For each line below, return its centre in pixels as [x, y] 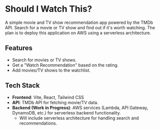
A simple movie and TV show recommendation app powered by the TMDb [79, 22]
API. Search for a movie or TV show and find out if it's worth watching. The [80, 27]
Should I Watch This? [49, 9]
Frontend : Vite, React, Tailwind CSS [48, 97]
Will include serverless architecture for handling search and [79, 118]
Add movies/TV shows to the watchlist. [51, 70]
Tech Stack [22, 85]
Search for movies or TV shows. [44, 60]
